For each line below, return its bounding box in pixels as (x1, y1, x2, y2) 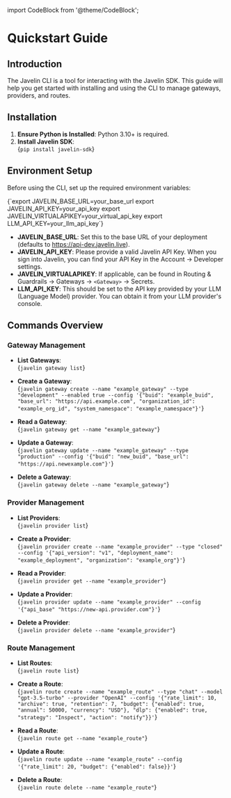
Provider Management (7, 498, 85, 507)
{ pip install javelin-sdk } (17, 144, 95, 153)
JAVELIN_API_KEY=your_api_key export (7, 204, 120, 213)
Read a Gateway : (17, 417, 67, 426)
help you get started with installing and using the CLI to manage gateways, (7, 84, 221, 92)
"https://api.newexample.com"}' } (17, 459, 114, 468)
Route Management (7, 643, 75, 652)
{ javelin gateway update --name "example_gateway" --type (17, 446, 189, 454)
